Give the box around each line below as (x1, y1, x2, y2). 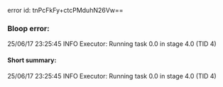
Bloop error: (7, 23, 50, 33)
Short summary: (7, 56, 57, 64)
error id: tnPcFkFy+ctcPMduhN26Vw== (7, 6, 124, 14)
